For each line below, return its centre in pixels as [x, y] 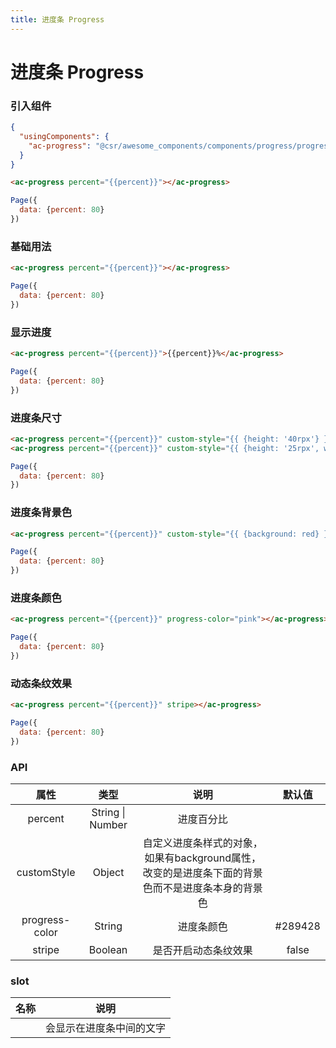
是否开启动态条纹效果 [202, 950]
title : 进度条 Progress [57, 19]
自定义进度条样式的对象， [202, 843]
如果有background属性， [203, 858]
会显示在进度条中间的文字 [106, 1028]
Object [108, 872]
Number [108, 824]
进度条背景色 [41, 513]
